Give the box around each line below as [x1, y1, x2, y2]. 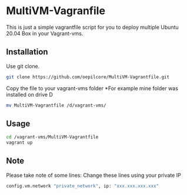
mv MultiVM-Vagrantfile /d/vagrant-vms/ [6, 102, 107, 108]
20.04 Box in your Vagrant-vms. [6, 29, 84, 37]
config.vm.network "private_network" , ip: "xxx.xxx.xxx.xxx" [6, 183, 159, 189]
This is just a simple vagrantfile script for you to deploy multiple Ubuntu [6, 24, 179, 31]
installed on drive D [6, 91, 53, 98]
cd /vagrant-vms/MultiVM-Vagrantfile [6, 134, 99, 140]
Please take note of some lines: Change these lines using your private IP [6, 171, 181, 179]
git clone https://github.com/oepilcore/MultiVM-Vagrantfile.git [6, 74, 169, 80]
